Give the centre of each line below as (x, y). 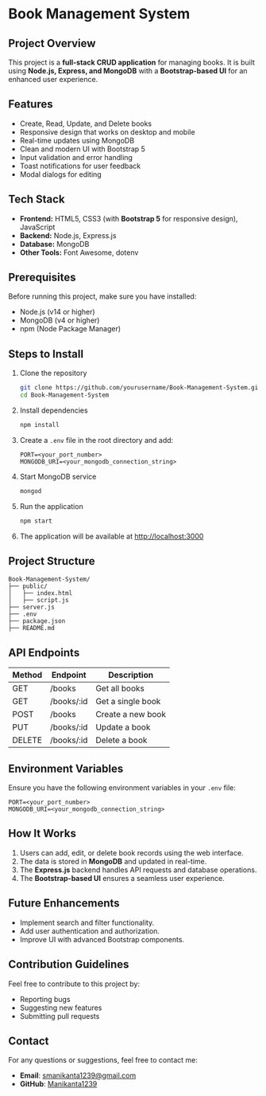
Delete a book (121, 740)
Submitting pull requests (60, 1016)
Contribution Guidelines (69, 965)
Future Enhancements (64, 904)
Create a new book (131, 714)
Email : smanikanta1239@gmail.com (78, 1075)
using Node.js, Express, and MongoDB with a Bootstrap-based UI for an (128, 71)
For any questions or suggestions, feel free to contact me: (103, 1060)
